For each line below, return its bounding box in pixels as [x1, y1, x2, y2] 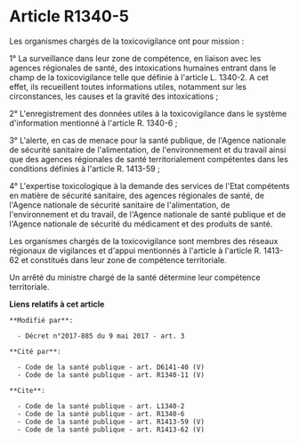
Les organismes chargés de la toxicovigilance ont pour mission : [9, 36, 245, 46]
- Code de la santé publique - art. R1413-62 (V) [17, 425, 205, 434]
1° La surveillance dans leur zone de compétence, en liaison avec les [9, 53, 262, 63]
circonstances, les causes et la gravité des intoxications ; [9, 91, 219, 102]
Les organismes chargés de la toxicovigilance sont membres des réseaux [9, 235, 279, 246]
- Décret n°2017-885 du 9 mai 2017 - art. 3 [17, 332, 185, 340]
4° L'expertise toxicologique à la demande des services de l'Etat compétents [9, 180, 290, 191]
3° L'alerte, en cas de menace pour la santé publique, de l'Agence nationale [9, 135, 287, 145]
